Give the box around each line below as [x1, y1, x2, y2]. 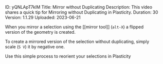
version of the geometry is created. [5, 29, 76, 35]
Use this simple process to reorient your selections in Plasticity [5, 53, 131, 59]
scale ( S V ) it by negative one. [5, 44, 65, 49]
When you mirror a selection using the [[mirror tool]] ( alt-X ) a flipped [5, 24, 144, 30]
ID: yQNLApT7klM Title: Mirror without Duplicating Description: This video [5, 4, 152, 10]
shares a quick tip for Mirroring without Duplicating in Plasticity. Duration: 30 [5, 9, 158, 15]
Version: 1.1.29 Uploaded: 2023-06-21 [5, 15, 81, 20]
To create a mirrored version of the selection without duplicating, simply [5, 39, 149, 44]
